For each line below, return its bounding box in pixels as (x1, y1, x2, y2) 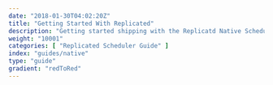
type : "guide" (8, 57, 57, 66)
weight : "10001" (8, 34, 63, 43)
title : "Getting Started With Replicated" (8, 19, 154, 28)
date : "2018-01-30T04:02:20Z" (8, 11, 111, 20)
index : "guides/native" (8, 49, 89, 57)
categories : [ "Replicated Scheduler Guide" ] (8, 42, 169, 50)
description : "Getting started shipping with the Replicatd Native (8, 27, 242, 35)
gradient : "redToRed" (8, 65, 82, 73)
